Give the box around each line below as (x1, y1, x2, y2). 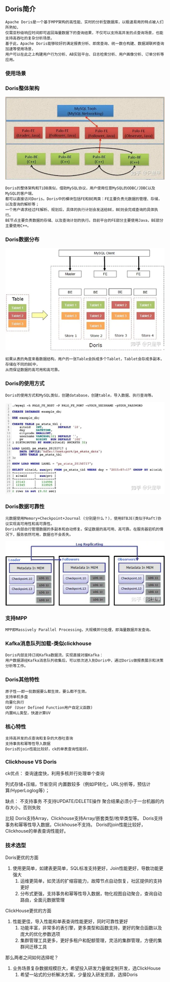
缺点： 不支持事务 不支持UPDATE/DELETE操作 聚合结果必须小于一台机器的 (5, 798, 160, 804)
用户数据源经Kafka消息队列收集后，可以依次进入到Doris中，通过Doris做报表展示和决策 (5, 658, 163, 663)
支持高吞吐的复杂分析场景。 (5, 35, 55, 40)
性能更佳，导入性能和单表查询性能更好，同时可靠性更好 (12, 918, 128, 924)
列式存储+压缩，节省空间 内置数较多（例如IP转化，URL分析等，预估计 (5, 781, 151, 787)
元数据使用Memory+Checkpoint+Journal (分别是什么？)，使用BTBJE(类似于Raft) (5, 516, 158, 521)
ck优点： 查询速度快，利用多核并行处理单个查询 (5, 770, 105, 776)
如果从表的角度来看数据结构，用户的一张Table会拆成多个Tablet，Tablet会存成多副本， (5, 356, 164, 362)
